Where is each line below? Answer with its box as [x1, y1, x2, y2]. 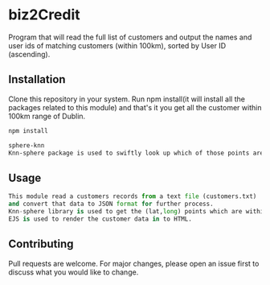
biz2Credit [8, 6, 80, 24]
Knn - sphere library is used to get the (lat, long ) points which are [8, 207, 243, 215]
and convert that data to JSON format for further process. [8, 200, 215, 209]
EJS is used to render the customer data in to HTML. [8, 215, 193, 223]
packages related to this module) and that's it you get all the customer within [8, 102, 262, 112]
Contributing [8, 237, 74, 251]
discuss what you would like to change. [8, 267, 139, 277]
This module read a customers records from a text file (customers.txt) [8, 192, 257, 200]
